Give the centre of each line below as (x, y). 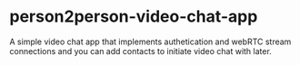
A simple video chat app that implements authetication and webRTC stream (150, 42)
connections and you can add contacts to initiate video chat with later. (141, 51)
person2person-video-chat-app (134, 17)
